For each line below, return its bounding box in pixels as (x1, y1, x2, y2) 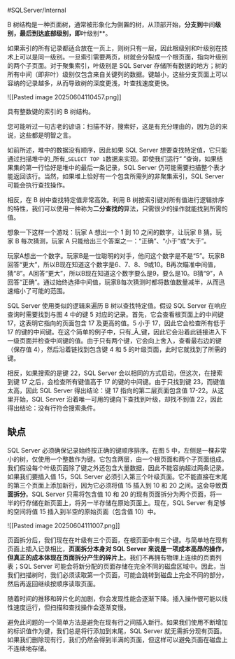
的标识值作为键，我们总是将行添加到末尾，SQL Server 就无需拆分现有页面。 (7, 626, 226, 635)
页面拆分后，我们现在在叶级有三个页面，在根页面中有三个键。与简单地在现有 (7, 535, 228, 544)
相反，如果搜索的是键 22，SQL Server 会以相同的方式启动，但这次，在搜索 (7, 369, 223, 377)
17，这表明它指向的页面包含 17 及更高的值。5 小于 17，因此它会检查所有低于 (7, 319, 226, 327)
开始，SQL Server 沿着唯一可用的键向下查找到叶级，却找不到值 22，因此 (13, 395, 223, 403)
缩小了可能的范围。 (13, 287, 69, 295)
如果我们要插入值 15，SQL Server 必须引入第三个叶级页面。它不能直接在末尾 (7, 472, 228, 481)
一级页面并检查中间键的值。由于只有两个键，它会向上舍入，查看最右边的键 (7, 336, 222, 345)
